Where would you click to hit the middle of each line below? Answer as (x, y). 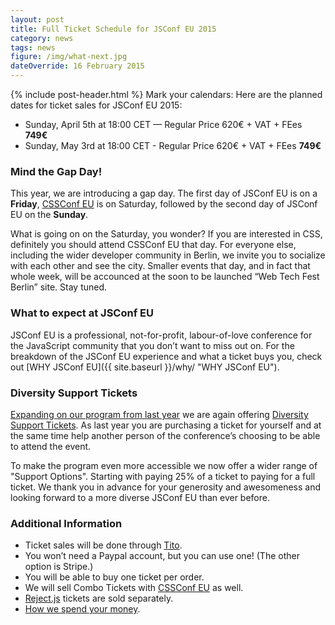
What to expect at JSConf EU (82, 313)
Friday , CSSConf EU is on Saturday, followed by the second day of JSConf (164, 204)
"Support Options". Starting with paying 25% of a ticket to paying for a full (163, 476)
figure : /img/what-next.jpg (69, 57)
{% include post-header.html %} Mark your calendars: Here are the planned (166, 94)
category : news (42, 38)
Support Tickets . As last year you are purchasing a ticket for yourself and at (166, 425)
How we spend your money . (82, 609)
